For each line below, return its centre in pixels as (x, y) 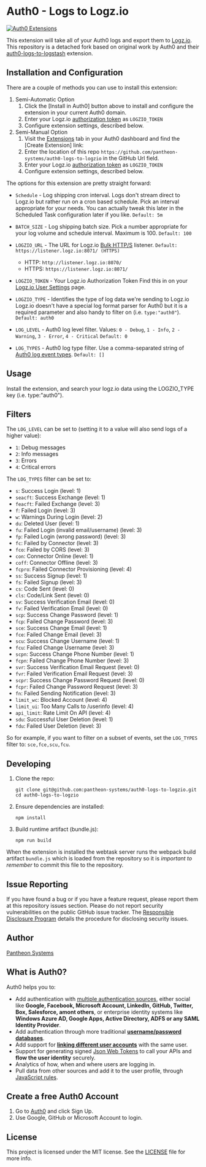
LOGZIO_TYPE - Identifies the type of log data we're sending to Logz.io (102, 299)
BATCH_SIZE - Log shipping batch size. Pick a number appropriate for (101, 226)
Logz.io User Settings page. (50, 287)
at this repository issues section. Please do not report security (85, 906)
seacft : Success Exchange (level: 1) (60, 497)
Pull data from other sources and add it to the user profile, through (99, 1071)
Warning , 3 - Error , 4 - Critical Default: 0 (71, 336)
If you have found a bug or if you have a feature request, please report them (102, 899)
